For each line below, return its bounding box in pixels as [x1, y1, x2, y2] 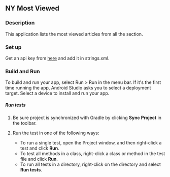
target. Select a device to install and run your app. [5, 90, 110, 96]
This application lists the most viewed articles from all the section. [5, 31, 143, 37]
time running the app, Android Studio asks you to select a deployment [5, 85, 151, 91]
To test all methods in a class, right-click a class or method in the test [20, 151, 165, 157]
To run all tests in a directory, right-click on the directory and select [20, 161, 161, 167]
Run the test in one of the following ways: [12, 130, 99, 136]
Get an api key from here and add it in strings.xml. [5, 55, 110, 61]
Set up [5, 43, 22, 50]
